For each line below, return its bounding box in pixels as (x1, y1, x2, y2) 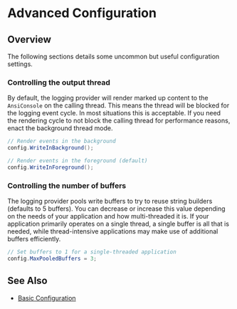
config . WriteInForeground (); (7, 164, 94, 171)
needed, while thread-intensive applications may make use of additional (7, 227, 218, 236)
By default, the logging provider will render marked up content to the (7, 94, 209, 103)
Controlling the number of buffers (7, 180, 127, 190)
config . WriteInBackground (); (7, 145, 94, 152)
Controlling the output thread (7, 77, 110, 87)
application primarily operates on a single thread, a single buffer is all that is (7, 219, 230, 229)
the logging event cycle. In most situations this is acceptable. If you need (7, 109, 221, 117)
